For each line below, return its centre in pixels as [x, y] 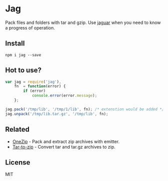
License [18, 162]
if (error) [34, 91]
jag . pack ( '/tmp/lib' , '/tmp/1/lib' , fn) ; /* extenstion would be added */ [85, 109]
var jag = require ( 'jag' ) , [33, 82]
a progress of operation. [30, 27]
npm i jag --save [23, 55]
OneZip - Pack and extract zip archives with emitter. [66, 141]
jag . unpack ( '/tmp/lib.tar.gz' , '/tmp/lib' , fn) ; [57, 114]
